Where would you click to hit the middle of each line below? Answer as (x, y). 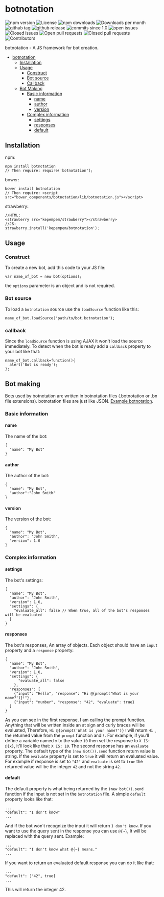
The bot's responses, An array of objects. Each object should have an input (82, 645)
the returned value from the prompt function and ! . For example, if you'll (77, 735)
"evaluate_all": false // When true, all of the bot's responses (82, 610)
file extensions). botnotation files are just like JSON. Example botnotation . (79, 401)
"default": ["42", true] (30, 876)
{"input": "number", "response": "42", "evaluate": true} (74, 702)
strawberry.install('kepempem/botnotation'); (52, 228)
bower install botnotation (33, 189)
